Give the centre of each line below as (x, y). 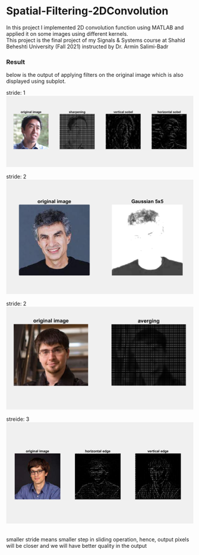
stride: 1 (16, 93)
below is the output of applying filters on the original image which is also (95, 75)
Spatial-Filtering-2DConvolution (87, 11)
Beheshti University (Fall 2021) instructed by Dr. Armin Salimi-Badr (87, 46)
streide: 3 (18, 419)
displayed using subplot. (36, 81)
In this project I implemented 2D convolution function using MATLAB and (95, 27)
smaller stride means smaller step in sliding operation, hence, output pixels (98, 539)
